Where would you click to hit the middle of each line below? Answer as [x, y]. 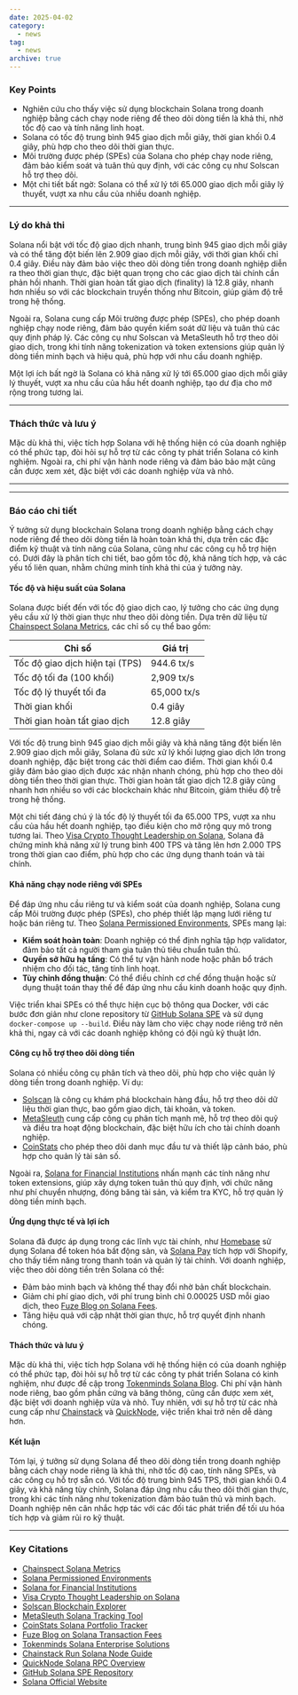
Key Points [33, 90]
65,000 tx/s [175, 692]
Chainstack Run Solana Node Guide [87, 1653]
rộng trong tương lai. [47, 392]
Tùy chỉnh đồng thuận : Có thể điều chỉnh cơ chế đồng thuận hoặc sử [149, 978]
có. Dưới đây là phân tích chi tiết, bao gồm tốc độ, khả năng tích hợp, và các [148, 558]
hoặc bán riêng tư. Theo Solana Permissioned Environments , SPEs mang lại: [148, 923]
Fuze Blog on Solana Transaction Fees [92, 1635]
